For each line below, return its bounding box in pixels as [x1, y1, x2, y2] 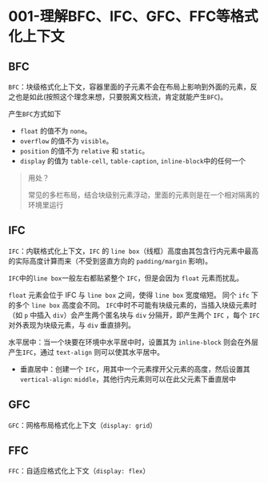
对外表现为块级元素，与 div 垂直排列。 [8, 320, 136, 329]
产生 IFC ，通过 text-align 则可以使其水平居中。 [8, 347, 164, 356]
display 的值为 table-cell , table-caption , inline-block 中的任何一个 [19, 156, 246, 165]
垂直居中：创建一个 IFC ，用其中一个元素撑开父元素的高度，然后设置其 [19, 364, 250, 373]
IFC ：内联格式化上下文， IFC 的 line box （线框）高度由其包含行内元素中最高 [8, 246, 259, 256]
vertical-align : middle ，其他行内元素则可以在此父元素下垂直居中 [19, 374, 236, 384]
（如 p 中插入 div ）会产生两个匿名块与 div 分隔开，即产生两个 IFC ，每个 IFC [8, 310, 260, 320]
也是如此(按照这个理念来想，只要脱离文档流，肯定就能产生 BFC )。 [14, 92, 228, 101]
